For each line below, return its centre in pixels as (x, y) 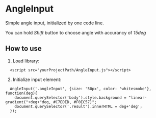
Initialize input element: (37, 80)
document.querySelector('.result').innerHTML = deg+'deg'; (79, 106)
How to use (23, 49)
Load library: (26, 61)
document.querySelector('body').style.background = (70, 97)
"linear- (137, 97)
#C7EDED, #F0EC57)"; (75, 102)
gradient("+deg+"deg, (28, 102)
